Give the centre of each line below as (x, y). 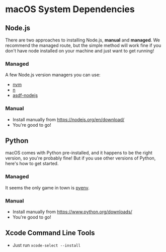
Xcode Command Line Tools (50, 233)
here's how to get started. (32, 164)
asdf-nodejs (25, 95)
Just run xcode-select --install (47, 245)
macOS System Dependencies (70, 9)
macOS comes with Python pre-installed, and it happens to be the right (79, 153)
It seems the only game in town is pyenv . (47, 187)
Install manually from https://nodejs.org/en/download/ (68, 119)
